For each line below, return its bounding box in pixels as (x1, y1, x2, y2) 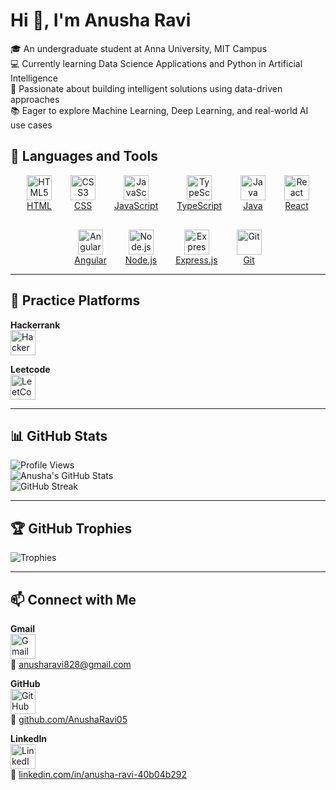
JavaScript (114, 199, 159, 211)
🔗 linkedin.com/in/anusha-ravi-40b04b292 (10, 769, 188, 780)
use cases (10, 119, 53, 131)
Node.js (124, 254, 158, 266)
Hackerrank (10, 319, 61, 331)
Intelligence (10, 72, 58, 84)
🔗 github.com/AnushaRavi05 (10, 714, 128, 725)
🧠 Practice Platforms (10, 292, 141, 309)
